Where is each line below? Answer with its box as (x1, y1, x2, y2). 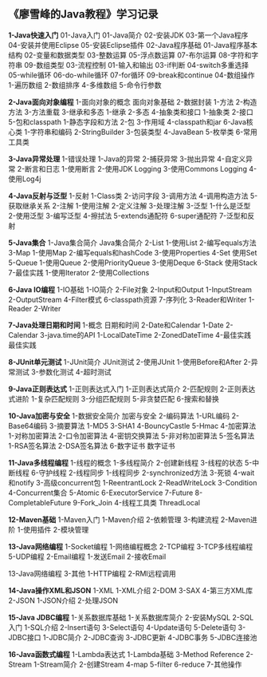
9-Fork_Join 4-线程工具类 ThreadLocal (73, 497, 201, 507)
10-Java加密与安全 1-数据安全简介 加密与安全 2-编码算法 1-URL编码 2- (8, 410, 240, 421)
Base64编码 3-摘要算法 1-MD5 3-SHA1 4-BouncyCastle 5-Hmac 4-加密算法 (8, 421, 257, 430)
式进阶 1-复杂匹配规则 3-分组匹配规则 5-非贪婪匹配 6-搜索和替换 (8, 394, 219, 403)
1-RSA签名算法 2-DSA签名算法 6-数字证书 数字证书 (8, 441, 175, 450)
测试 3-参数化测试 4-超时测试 (14, 366, 112, 377)
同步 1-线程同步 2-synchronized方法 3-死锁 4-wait (89, 468, 255, 477)
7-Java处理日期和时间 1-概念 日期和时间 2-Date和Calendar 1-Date (8, 320, 225, 330)
